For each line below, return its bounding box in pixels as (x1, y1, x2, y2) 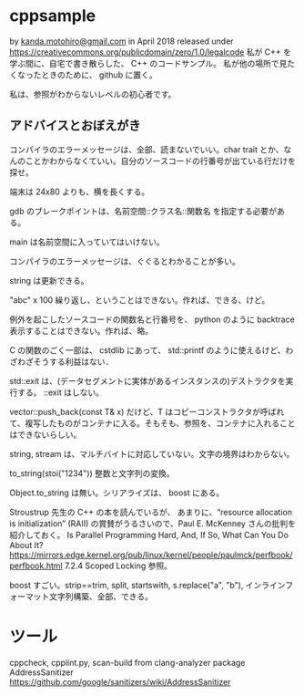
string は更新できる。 (9, 275, 89, 286)
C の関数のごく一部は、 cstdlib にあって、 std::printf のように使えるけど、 (9, 344, 286, 356)
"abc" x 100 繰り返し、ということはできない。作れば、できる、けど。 (9, 294, 270, 306)
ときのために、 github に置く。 (40, 69, 157, 80)
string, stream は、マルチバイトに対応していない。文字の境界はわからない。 (9, 448, 295, 459)
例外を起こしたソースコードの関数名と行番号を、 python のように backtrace (9, 314, 296, 325)
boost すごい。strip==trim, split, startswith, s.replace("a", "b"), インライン (9, 579, 286, 590)
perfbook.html (9, 560, 63, 571)
